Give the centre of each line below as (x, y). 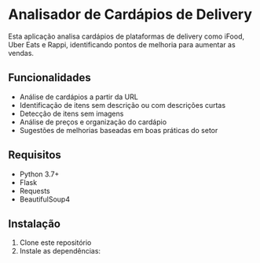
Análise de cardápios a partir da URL (79, 97)
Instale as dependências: (60, 251)
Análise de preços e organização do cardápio (93, 122)
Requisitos (35, 155)
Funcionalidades (50, 78)
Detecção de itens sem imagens (71, 113)
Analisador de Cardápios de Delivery (130, 15)
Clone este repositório (55, 243)
